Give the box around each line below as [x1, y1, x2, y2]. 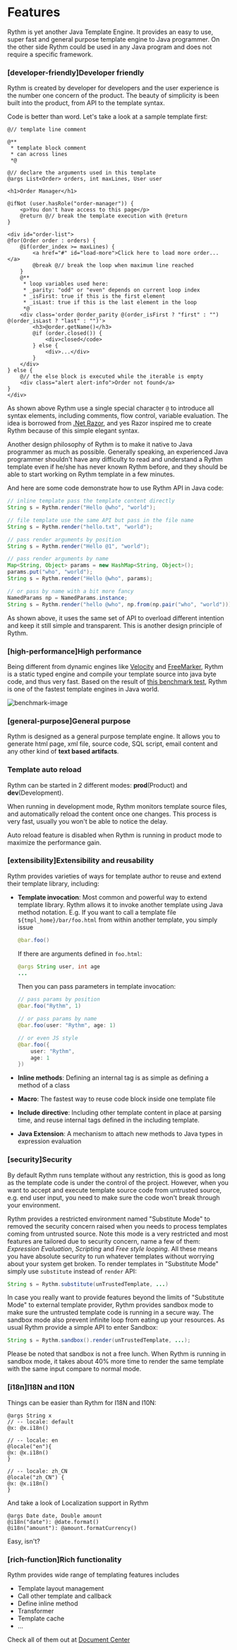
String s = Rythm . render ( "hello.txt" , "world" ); [7, 523, 153, 530]
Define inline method [17, 1599, 79, 1608]
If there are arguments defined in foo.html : [17, 949, 142, 958]
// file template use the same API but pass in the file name [7, 517, 194, 524]
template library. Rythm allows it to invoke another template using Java [17, 901, 224, 909]
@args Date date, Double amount [7, 1512, 102, 1519]
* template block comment [10, 145, 87, 152]
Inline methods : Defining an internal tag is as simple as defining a [17, 1073, 209, 1082]
